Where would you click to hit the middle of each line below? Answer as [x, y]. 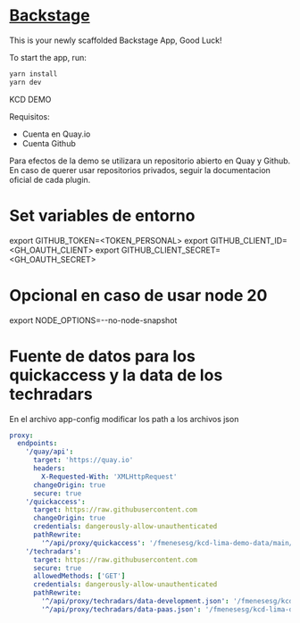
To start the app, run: [48, 57]
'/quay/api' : [50, 452]
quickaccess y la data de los [116, 375]
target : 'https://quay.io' [83, 461]
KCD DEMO [30, 99]
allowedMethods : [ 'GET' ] [79, 577]
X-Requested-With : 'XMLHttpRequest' [109, 477]
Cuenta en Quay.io [56, 134]
